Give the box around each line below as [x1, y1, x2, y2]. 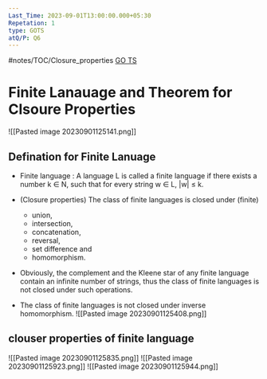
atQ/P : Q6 [8, 33, 41, 42]
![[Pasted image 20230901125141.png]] [8, 127, 137, 136]
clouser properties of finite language [8, 332, 194, 346]
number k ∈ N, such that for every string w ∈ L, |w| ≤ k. [19, 180, 204, 189]
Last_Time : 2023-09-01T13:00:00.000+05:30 [8, 11, 151, 20]
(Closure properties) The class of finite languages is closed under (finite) [19, 195, 259, 204]
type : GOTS [8, 26, 45, 34]
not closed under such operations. [19, 285, 133, 295]
